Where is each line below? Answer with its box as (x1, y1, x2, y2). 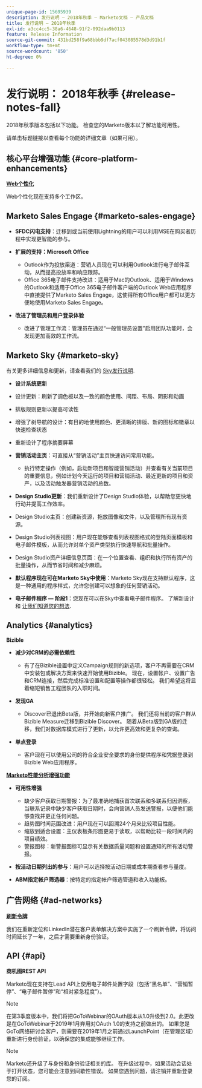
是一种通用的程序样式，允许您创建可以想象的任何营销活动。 (14, 582, 163, 589)
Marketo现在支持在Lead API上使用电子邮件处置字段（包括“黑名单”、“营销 (6, 980, 188, 987)
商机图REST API (6, 968, 46, 975)
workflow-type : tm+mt (6, 43, 61, 49)
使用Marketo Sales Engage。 (34, 299, 107, 306)
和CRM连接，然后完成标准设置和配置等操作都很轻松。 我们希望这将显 (24, 676, 197, 684)
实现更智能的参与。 (25, 236, 74, 243)
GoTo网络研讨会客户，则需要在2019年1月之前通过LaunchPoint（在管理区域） (6, 1027, 197, 1035)
